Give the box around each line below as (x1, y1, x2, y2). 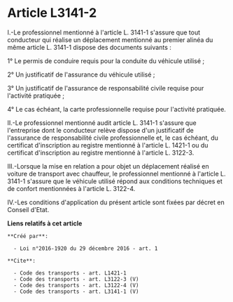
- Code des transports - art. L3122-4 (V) (13, 282, 139, 289)
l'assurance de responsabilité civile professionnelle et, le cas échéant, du (7, 133, 219, 142)
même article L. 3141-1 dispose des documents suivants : (7, 43, 171, 51)
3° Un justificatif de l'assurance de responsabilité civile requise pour (7, 84, 204, 92)
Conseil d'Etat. (7, 205, 50, 214)
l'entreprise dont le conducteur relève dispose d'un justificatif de (7, 126, 194, 134)
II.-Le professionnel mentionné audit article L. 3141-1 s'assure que (7, 118, 197, 127)
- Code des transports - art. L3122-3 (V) (13, 275, 139, 282)
